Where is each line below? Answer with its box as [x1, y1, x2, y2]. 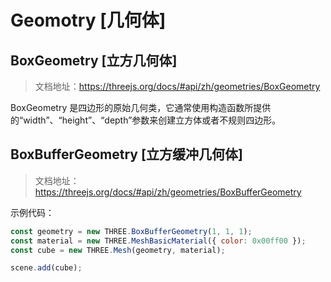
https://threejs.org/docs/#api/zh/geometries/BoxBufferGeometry [34, 186, 302, 198]
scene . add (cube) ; [10, 263, 83, 273]
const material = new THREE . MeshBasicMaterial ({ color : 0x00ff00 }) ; [10, 236, 307, 246]
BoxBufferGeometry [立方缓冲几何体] [10, 146, 243, 163]
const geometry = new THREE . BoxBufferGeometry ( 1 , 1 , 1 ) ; [10, 226, 253, 236]
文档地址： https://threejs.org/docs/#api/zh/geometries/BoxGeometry [34, 81, 321, 92]
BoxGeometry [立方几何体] [10, 52, 178, 69]
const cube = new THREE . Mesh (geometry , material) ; [10, 245, 226, 255]
